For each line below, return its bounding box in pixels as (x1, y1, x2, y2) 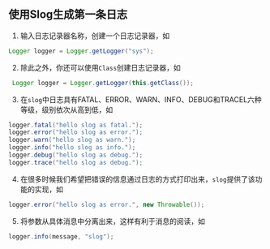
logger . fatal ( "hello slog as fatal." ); (8, 121, 144, 129)
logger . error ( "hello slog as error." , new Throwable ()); (8, 200, 205, 208)
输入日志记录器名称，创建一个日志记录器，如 (19, 31, 170, 41)
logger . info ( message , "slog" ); (8, 232, 114, 241)
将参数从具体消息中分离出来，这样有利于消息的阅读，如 (19, 216, 205, 225)
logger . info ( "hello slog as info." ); (8, 144, 136, 152)
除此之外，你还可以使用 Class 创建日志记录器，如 (19, 62, 181, 72)
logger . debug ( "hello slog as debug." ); (8, 151, 144, 160)
